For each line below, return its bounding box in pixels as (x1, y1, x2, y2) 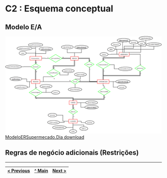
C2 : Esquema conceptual (5, 3, 113, 14)
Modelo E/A (5, 23, 42, 31)
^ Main (34, 168, 48, 174)
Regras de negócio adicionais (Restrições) (5, 149, 139, 157)
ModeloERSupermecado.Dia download (5, 134, 84, 140)
